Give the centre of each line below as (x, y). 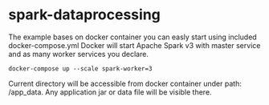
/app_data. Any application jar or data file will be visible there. (110, 92)
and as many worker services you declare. (78, 54)
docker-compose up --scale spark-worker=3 (80, 69)
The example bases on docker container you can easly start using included (132, 37)
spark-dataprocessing (84, 15)
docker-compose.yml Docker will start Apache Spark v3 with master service (134, 45)
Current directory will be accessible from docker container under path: (125, 83)
